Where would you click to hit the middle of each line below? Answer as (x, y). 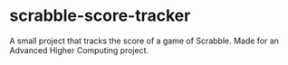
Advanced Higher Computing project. (79, 50)
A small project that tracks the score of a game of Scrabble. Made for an (144, 41)
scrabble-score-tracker (100, 16)
